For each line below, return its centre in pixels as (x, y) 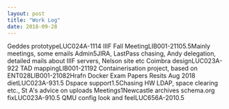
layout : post (26, 14)
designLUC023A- (197, 61)
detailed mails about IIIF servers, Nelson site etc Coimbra (89, 61)
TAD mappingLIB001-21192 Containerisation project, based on (109, 68)
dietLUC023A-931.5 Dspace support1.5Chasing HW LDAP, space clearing (113, 83)
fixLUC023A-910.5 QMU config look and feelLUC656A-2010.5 (96, 98)
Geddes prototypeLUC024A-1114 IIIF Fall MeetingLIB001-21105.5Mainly (109, 47)
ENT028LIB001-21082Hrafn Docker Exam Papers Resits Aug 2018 (102, 76)
